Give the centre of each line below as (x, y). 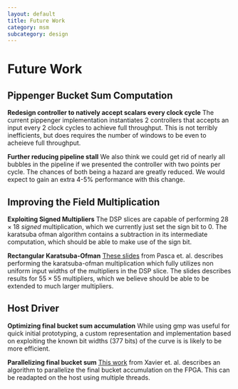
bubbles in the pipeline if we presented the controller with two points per (114, 164)
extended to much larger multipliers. (61, 286)
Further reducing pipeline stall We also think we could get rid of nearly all (117, 157)
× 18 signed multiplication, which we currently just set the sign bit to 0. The (117, 227)
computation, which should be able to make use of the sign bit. (100, 242)
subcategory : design (38, 34)
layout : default (31, 14)
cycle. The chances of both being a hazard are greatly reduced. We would (116, 172)
